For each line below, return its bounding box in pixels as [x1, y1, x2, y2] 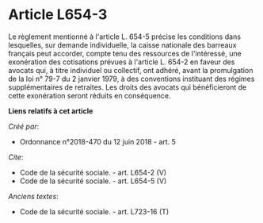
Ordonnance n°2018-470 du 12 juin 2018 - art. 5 [19, 136, 177, 146]
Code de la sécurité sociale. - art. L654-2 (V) [19, 167, 167, 177]
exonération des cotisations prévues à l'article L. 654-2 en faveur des [8, 57, 235, 67]
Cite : [8, 152, 24, 162]
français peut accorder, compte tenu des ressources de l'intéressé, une [8, 48, 242, 58]
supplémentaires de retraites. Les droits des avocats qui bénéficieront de [8, 82, 247, 92]
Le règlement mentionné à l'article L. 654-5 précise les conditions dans [8, 32, 242, 41]
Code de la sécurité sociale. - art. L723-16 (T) [19, 206, 169, 216]
